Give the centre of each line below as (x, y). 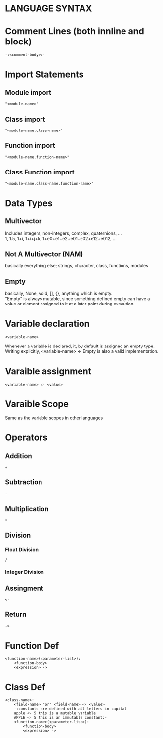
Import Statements (44, 74)
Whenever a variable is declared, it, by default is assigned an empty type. (80, 346)
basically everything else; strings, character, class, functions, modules (77, 266)
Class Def (25, 687)
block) (19, 42)
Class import (25, 119)
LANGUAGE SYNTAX (49, 9)
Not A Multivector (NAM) (44, 254)
